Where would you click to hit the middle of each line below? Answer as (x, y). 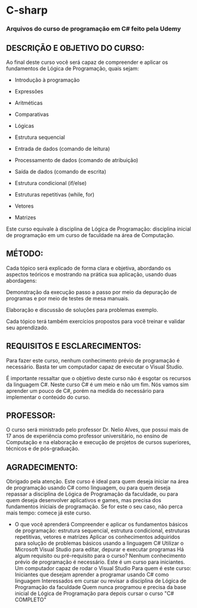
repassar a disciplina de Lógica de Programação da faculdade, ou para (92, 494)
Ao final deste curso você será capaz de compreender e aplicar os (87, 62)
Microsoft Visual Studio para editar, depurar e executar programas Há (99, 549)
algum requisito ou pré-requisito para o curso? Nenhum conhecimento (100, 556)
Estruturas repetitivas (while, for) (55, 194)
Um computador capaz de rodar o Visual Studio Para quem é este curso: (103, 568)
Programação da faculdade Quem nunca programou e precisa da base (100, 587)
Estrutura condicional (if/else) (50, 183)
